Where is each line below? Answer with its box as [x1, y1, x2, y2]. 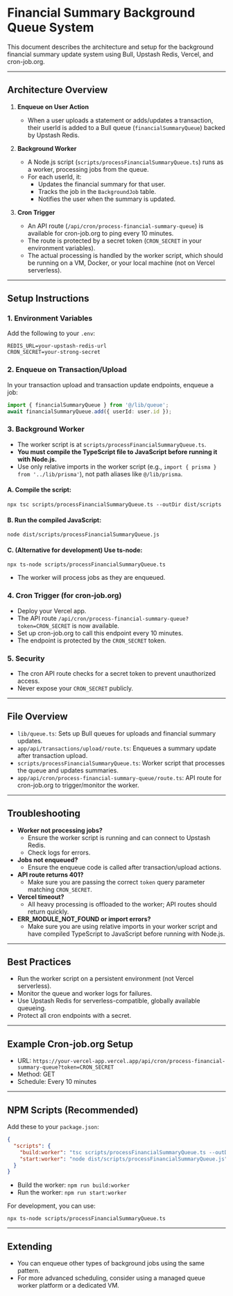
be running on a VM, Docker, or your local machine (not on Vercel [27, 259, 215, 267]
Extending [7, 1240, 53, 1252]
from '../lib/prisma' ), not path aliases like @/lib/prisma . [17, 469, 183, 478]
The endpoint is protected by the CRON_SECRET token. [17, 636, 166, 645]
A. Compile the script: [7, 485, 71, 494]
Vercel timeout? [17, 892, 64, 901]
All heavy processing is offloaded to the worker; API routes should [27, 900, 217, 908]
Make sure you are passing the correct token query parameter [27, 877, 205, 886]
